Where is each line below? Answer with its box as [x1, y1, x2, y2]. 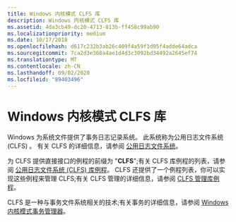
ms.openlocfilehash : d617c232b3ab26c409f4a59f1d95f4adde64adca [7, 43, 198, 50]
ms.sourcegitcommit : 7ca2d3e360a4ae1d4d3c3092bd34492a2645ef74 [7, 50, 198, 57]
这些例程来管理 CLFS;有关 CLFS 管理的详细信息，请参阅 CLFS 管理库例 [13, 174, 220, 183]
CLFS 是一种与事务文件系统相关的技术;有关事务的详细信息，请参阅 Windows [7, 198, 229, 206]
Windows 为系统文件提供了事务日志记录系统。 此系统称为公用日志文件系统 [7, 133, 224, 142]
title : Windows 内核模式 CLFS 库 [7, 10, 100, 18]
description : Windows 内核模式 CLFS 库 [7, 17, 119, 24]
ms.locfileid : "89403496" [7, 75, 83, 83]
